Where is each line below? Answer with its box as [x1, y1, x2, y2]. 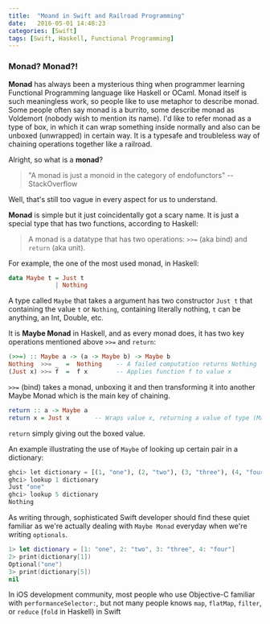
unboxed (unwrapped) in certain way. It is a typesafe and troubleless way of [8, 130, 260, 140]
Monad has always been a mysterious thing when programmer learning [8, 79, 245, 89]
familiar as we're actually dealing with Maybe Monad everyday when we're [8, 521, 247, 531]
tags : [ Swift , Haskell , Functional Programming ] [8, 34, 174, 43]
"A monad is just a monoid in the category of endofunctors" [27, 170, 226, 180]
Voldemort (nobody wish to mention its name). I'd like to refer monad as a [8, 114, 252, 123]
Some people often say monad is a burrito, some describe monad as [8, 105, 235, 114]
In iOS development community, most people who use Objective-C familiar [8, 589, 256, 600]
